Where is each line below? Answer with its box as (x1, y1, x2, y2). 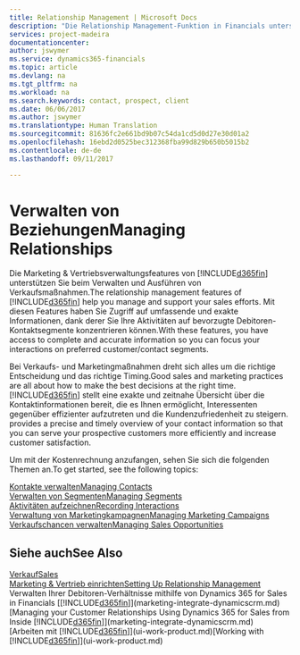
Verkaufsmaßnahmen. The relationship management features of (9, 287, 243, 298)
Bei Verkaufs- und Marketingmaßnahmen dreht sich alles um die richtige (9, 361, 276, 372)
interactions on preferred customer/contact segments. (9, 344, 210, 355)
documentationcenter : (9, 38, 90, 47)
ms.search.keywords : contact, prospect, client (9, 96, 190, 105)
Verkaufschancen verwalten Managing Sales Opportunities (9, 519, 224, 530)
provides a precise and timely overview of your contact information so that (9, 418, 284, 429)
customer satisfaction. (9, 437, 92, 448)
